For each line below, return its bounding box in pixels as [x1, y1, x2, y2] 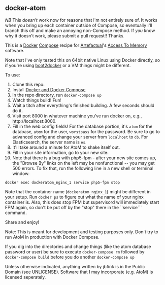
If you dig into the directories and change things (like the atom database [5, 244, 151, 249]
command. [5, 210, 27, 215]
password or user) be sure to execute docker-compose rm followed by [5, 249, 145, 254]
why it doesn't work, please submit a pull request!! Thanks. [5, 33, 125, 38]
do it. [12, 107, 23, 113]
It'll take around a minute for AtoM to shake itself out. [12, 144, 120, 150]
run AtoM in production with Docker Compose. [5, 234, 99, 240]
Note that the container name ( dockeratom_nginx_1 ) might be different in [5, 188, 151, 194]
